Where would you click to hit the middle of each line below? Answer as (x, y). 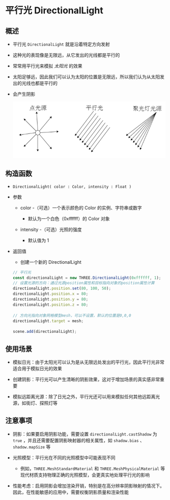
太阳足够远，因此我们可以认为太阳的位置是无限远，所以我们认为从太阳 (86, 77)
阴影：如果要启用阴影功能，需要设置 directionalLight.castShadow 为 (85, 434)
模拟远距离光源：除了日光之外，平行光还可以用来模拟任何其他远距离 (84, 396)
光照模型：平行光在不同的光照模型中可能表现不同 (64, 458)
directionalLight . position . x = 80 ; (50, 294)
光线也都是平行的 (39, 83)
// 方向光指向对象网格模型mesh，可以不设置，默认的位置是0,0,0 (72, 315)
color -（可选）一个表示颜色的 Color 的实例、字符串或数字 (81, 208)
